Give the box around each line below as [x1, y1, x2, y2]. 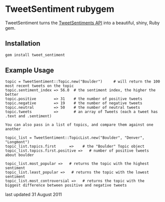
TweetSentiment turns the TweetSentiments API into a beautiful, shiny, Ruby [5, 20, 160, 26]
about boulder [5, 153, 35, 158]
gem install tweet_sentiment [5, 52, 65, 57]
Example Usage [5, 66, 54, 75]
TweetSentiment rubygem [5, 3, 115, 15]
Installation [5, 40, 41, 48]
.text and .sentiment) [5, 114, 52, 119]
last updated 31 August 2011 [5, 192, 62, 198]
